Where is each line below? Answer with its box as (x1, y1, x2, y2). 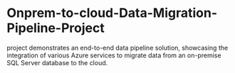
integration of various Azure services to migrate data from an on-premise (6, 51, 221, 60)
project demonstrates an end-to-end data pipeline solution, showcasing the (6, 43, 229, 52)
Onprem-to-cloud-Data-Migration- (6, 5, 218, 21)
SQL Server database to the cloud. (6, 58, 108, 67)
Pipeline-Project (6, 20, 105, 36)
